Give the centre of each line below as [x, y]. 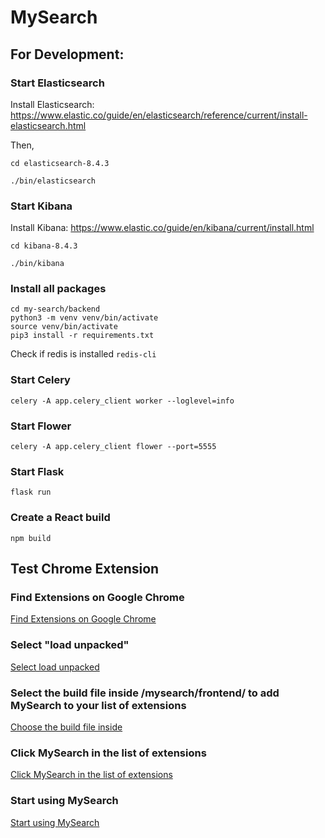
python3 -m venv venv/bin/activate [84, 318]
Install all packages [58, 289]
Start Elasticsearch [57, 83]
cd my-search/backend [55, 309]
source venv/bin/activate [64, 327]
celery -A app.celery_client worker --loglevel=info [122, 401]
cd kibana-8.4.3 [44, 246]
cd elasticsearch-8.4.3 [60, 163]
